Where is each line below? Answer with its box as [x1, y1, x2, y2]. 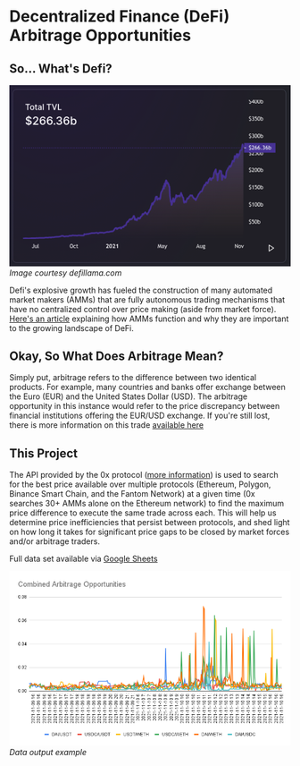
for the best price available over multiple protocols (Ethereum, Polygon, [9, 479, 271, 489]
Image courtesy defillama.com [9, 267, 122, 278]
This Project [9, 446, 79, 461]
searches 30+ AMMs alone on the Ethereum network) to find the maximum [9, 498, 285, 509]
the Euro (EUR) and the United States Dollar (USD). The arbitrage [9, 391, 248, 402]
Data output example [9, 746, 87, 757]
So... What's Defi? [9, 61, 113, 76]
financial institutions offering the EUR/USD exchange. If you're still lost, [9, 410, 271, 421]
